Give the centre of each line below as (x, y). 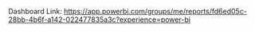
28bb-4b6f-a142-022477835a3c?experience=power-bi (100, 20)
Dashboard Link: (35, 11)
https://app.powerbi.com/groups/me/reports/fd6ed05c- (155, 11)
